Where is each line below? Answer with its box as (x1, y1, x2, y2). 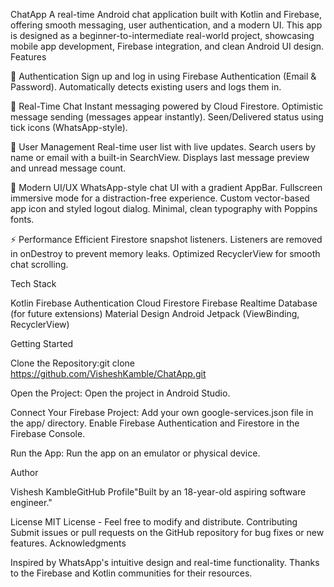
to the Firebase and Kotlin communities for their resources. (10, 567, 253, 579)
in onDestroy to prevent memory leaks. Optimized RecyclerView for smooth (10, 248, 321, 259)
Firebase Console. (10, 428, 86, 439)
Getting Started (10, 338, 74, 349)
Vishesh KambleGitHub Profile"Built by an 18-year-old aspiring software (10, 486, 307, 498)
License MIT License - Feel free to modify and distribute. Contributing (10, 516, 298, 528)
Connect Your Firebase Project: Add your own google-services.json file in (10, 407, 314, 418)
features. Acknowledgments (10, 537, 127, 549)
